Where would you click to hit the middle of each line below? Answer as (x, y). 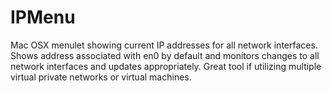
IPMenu (43, 17)
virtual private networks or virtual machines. (101, 77)
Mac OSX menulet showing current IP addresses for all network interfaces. (164, 45)
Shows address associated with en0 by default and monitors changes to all (165, 55)
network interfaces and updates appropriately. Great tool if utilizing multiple (166, 66)
